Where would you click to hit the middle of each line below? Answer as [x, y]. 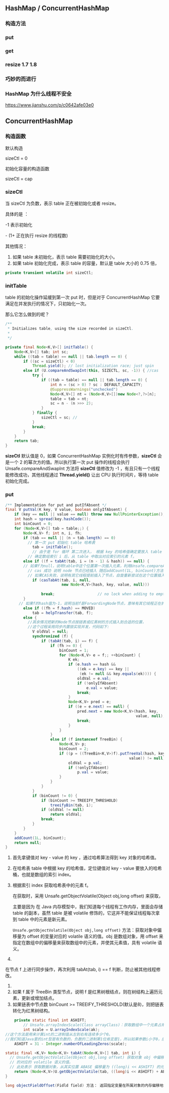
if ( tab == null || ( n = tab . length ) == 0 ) [70, 538]
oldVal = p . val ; [85, 763]
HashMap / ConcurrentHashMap [57, 8]
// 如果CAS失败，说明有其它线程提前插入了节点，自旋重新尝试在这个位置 [92, 575]
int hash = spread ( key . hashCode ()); [53, 519]
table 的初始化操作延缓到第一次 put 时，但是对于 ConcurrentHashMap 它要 [82, 298]
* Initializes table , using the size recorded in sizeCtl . [71, 329]
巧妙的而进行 [21, 79]
